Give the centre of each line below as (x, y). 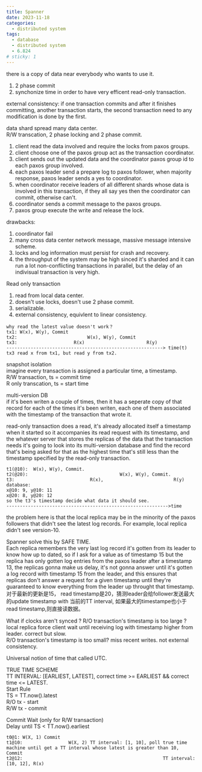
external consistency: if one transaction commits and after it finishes (91, 104)
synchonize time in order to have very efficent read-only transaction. (100, 92)
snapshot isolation (29, 364)
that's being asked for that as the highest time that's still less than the (93, 451)
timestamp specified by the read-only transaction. (68, 458)
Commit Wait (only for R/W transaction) (55, 720)
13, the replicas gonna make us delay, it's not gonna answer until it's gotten (99, 567)
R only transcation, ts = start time (48, 383)
